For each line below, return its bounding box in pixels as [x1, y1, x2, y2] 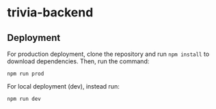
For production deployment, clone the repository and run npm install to [7, 50, 210, 58]
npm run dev [7, 95, 41, 102]
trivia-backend [7, 5, 94, 20]
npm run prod [7, 70, 44, 77]
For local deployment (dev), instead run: [7, 82, 120, 90]
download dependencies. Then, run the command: [7, 57, 150, 65]
